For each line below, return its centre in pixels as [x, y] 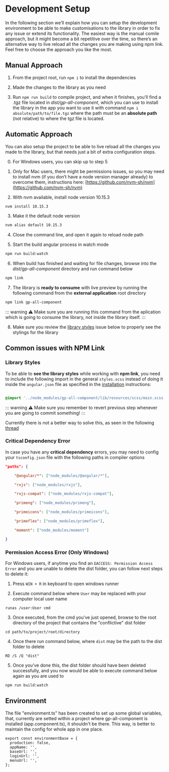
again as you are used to [38, 676]
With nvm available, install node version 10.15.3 [61, 197]
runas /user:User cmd [28, 608]
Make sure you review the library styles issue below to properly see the [87, 327]
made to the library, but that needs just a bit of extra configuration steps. [81, 152]
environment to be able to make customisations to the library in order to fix [83, 28]
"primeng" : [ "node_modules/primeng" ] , [55, 503]
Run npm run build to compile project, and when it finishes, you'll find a [87, 97]
